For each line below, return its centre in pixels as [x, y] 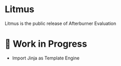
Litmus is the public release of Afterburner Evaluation [60, 23]
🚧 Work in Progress [46, 44]
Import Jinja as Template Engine [46, 58]
